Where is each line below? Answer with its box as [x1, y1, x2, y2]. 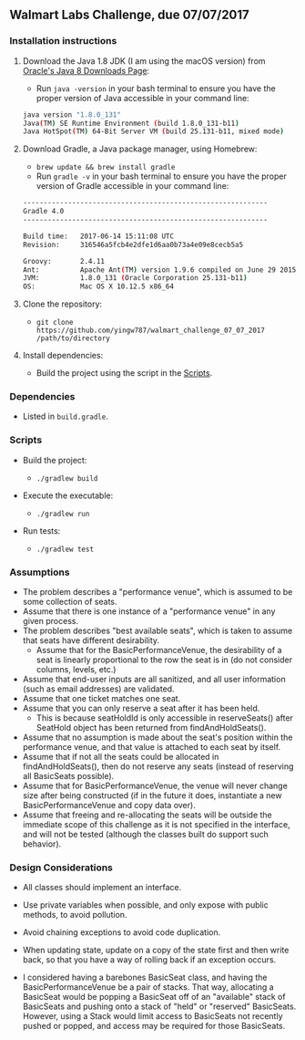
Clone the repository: [22, 298, 103, 309]
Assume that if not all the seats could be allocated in [22, 752, 219, 763]
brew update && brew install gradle [36, 163, 176, 172]
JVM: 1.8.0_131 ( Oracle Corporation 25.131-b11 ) [22, 274, 248, 283]
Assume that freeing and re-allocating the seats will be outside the [22, 809, 273, 820]
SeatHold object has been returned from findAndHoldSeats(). [36, 723, 267, 733]
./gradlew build [36, 473, 98, 483]
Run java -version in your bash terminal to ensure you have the [36, 82, 276, 94]
